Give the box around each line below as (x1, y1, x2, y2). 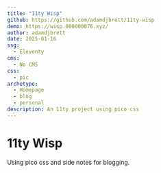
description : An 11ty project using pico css (7, 106, 139, 113)
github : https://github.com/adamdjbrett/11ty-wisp (7, 16, 155, 23)
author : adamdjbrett (7, 29, 66, 36)
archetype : (7, 80, 38, 87)
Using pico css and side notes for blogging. (7, 158, 130, 166)
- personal (13, 100, 45, 106)
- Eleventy (13, 49, 45, 56)
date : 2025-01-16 (7, 36, 57, 43)
